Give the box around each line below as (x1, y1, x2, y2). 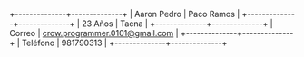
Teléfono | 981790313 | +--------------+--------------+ (21, 37, 228, 48)
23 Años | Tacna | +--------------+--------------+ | (81, 18, 274, 29)
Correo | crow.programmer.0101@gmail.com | (9, 28, 179, 38)
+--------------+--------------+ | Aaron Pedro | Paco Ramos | (9, 9, 240, 19)
